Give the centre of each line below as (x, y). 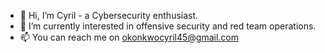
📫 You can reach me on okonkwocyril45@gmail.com (129, 37)
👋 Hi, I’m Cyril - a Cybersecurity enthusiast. (109, 15)
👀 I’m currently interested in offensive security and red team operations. (168, 26)
